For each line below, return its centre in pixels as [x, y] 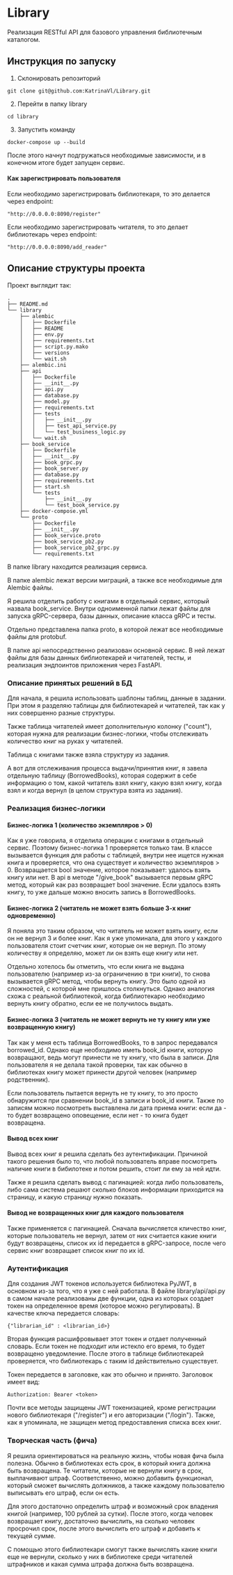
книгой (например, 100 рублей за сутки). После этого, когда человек [110, 1513]
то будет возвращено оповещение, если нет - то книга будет [98, 1115]
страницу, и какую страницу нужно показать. [75, 1197]
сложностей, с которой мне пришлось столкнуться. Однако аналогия [111, 989]
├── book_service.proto [66, 535]
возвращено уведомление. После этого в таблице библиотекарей [105, 1354]
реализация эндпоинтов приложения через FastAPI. [85, 665]
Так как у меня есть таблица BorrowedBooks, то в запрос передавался [112, 1043]
